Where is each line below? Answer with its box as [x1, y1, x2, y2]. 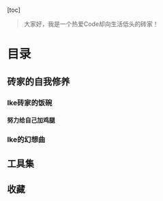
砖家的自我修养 [7, 75, 70, 88]
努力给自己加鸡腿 [7, 116, 55, 124]
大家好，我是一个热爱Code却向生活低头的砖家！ [23, 20, 159, 28]
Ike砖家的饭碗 [7, 98, 53, 107]
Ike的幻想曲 [7, 135, 46, 144]
